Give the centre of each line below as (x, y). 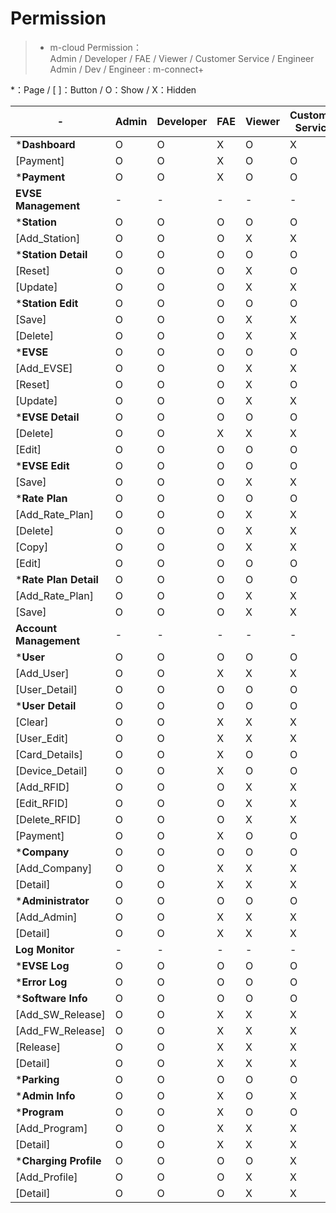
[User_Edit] (42, 738)
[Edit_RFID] (42, 803)
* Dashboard (45, 144)
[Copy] (32, 547)
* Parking (37, 1079)
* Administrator (52, 900)
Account (36, 628)
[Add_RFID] (42, 787)
